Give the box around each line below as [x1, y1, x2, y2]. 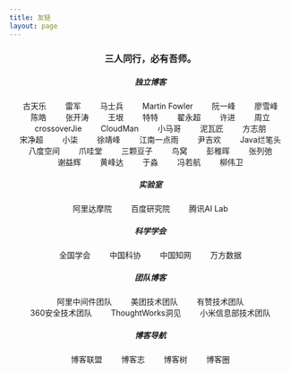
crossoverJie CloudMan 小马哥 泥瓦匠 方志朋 [34, 123, 267, 134]
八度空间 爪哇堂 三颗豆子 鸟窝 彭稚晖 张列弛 [28, 145, 273, 157]
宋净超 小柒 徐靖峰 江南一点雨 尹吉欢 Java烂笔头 [19, 134, 282, 145]
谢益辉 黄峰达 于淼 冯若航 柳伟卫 [57, 157, 243, 168]
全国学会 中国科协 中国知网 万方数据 [59, 250, 242, 261]
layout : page [9, 22, 58, 30]
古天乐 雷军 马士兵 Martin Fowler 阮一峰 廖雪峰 [22, 100, 278, 112]
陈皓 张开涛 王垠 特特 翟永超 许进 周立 [30, 112, 270, 123]
